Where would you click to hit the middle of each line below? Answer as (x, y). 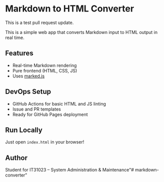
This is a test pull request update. (39, 22)
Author (16, 158)
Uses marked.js (28, 76)
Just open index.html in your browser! (45, 142)
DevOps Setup (28, 92)
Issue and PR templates (36, 109)
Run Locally (24, 130)
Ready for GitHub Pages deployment (50, 114)
